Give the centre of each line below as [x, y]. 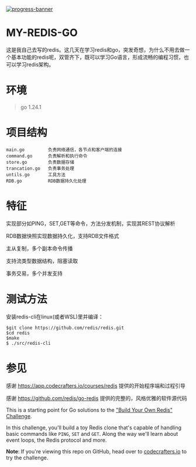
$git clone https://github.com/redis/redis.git [65, 328]
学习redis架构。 [35, 64]
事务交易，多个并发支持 [34, 273]
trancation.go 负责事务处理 [40, 168]
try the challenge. [27, 458]
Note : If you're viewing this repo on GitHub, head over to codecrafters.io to [97, 451]
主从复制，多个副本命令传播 [39, 248]
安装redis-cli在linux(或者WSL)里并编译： [55, 317]
